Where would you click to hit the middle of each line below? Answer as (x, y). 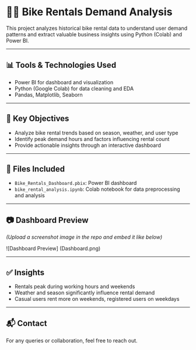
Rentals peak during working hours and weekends (75, 286)
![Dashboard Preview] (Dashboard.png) (53, 249)
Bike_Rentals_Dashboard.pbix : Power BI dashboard (76, 183)
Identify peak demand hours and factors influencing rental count (92, 139)
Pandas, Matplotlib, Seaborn (48, 95)
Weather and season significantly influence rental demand (85, 293)
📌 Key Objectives (38, 119)
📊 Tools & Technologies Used (61, 65)
